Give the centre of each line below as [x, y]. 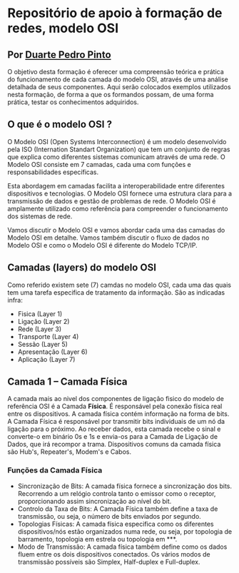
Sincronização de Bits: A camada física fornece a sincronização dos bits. [125, 486]
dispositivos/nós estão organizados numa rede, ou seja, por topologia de [125, 531]
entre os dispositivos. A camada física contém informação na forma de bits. [118, 414]
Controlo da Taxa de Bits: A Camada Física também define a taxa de [118, 509]
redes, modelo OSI [63, 28]
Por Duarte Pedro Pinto [60, 55]
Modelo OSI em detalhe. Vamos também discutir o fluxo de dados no [108, 238]
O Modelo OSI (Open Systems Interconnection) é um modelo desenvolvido [117, 141]
